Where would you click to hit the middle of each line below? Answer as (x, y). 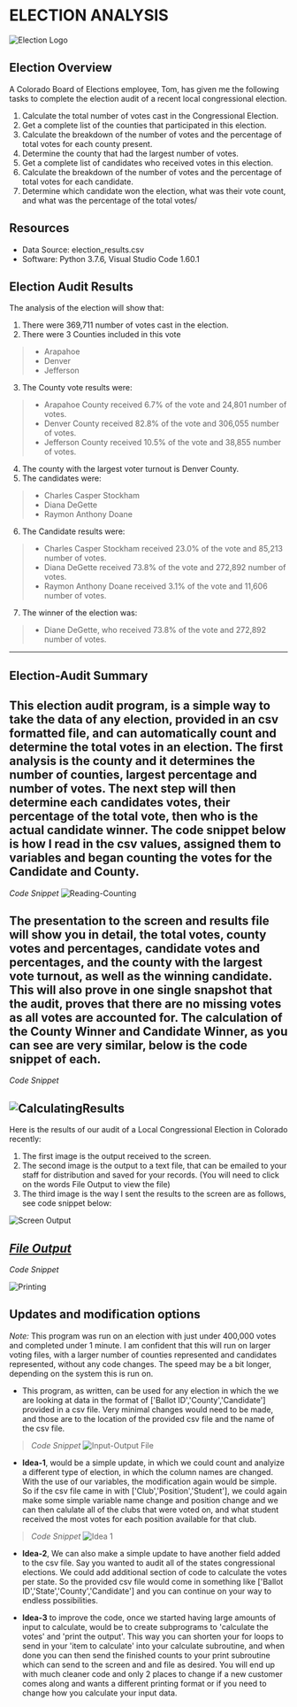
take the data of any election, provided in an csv (144, 719)
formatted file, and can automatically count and (143, 734)
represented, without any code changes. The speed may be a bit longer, (141, 1363)
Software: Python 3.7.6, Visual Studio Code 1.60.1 (111, 259)
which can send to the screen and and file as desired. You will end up (148, 1665)
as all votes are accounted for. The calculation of (146, 1018)
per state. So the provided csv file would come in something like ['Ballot (152, 1581)
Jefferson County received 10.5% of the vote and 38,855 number (162, 443)
